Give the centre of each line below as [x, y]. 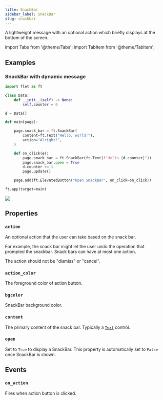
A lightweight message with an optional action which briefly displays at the [80, 33]
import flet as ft [24, 87]
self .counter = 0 [40, 105]
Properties [21, 214]
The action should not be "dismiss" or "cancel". [53, 261]
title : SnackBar [21, 10]
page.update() [37, 171]
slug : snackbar [20, 19]
